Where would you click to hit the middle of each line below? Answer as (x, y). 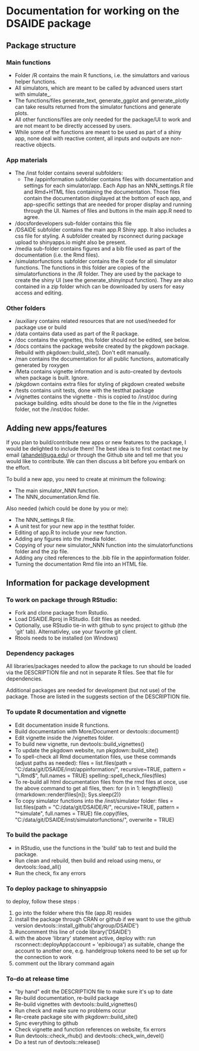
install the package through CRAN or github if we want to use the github (103, 919)
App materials (27, 160)
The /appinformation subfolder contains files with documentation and (108, 179)
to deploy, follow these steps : (43, 901)
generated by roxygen (42, 365)
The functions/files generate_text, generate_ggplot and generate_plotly (102, 100)
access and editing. (39, 293)
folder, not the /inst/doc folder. (52, 409)
